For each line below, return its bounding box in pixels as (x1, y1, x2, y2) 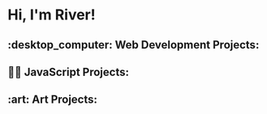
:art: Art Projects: (7, 93, 98, 107)
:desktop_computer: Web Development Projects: (7, 38, 260, 52)
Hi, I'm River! (7, 6, 96, 24)
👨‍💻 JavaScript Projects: (7, 65, 129, 78)
